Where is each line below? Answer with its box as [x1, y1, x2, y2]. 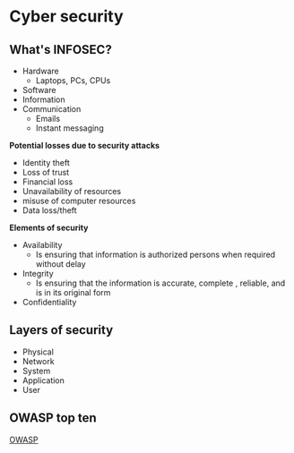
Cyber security [9, 6, 124, 27]
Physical [22, 346, 54, 357]
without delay [35, 259, 87, 269]
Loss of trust [22, 167, 70, 177]
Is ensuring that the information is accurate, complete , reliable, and [35, 278, 286, 288]
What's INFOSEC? [9, 42, 112, 57]
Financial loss [22, 176, 73, 187]
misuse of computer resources [22, 195, 136, 206]
